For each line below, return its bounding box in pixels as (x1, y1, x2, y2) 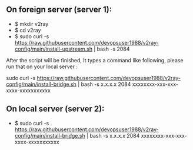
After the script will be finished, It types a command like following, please (6, 56, 184, 64)
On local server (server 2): (6, 104, 105, 114)
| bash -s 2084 (94, 45, 130, 52)
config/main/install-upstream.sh (14, 45, 93, 52)
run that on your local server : (6, 63, 78, 70)
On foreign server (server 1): (6, 5, 112, 15)
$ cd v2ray (14, 26, 41, 34)
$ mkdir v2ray (14, 20, 49, 27)
